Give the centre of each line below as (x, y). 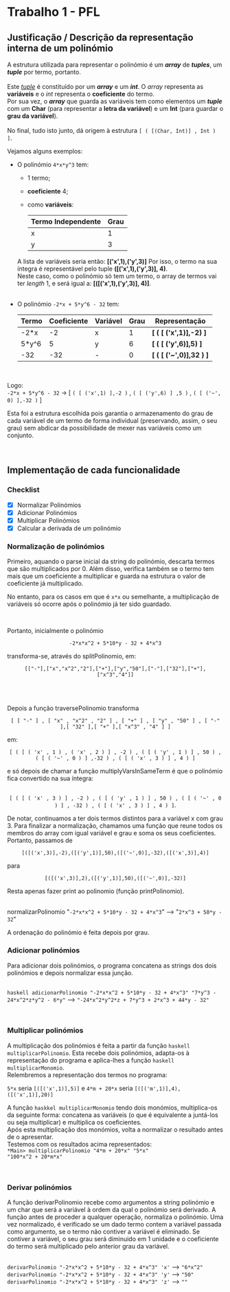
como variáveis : (50, 205)
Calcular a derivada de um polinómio (69, 528)
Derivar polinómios (39, 1187)
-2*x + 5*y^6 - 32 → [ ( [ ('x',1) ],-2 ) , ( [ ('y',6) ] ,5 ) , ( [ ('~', (114, 393)
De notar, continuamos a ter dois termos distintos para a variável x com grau (115, 819)
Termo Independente (66, 221)
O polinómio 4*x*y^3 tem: (53, 165)
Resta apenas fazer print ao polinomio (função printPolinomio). (96, 891)
